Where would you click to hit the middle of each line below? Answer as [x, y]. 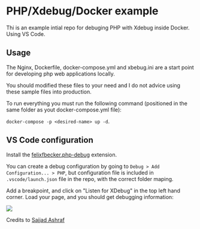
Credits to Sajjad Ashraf [35, 219]
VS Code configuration [50, 140]
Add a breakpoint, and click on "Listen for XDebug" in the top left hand [93, 191]
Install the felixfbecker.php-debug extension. [62, 155]
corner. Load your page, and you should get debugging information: [90, 197]
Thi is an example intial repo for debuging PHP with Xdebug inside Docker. [98, 28]
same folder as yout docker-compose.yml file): [64, 110]
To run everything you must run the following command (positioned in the [97, 103]
